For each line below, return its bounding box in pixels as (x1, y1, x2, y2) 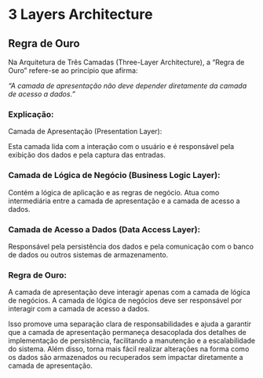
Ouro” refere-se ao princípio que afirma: (8, 66, 138, 75)
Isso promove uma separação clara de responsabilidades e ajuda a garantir (8, 319, 252, 329)
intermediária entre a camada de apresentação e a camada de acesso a (8, 196, 241, 205)
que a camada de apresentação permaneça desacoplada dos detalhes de (8, 328, 247, 337)
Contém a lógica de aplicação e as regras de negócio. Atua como (8, 187, 220, 197)
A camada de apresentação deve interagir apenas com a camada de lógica (8, 288, 251, 297)
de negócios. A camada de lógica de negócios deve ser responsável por (8, 296, 242, 305)
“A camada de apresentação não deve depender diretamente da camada (8, 81, 247, 90)
